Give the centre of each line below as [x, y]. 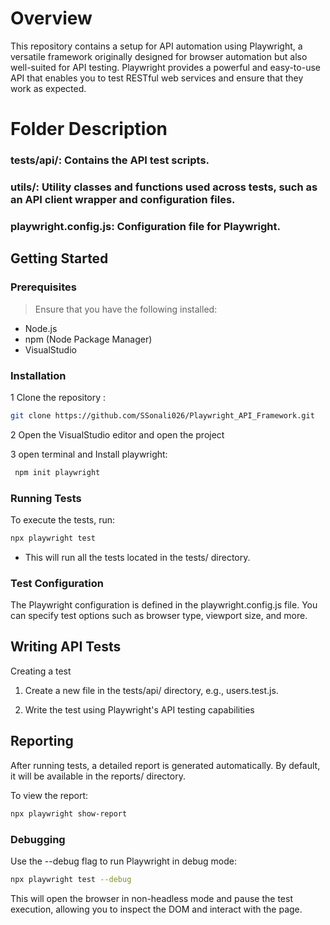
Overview [51, 18]
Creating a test [41, 671]
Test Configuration [57, 583]
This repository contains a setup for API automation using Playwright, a [156, 46]
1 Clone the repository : [58, 397]
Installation [38, 375]
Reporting [42, 741]
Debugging [38, 839]
